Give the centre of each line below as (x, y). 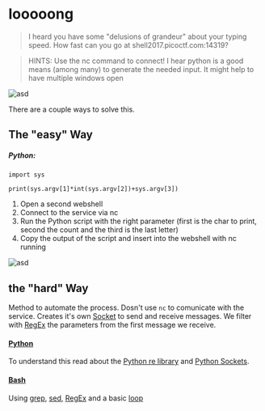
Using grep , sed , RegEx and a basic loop (76, 398)
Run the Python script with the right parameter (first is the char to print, (138, 221)
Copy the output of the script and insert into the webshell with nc (128, 239)
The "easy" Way (50, 135)
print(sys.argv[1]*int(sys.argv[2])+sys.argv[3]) (94, 189)
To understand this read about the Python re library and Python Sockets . (129, 362)
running (33, 247)
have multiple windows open (76, 78)
